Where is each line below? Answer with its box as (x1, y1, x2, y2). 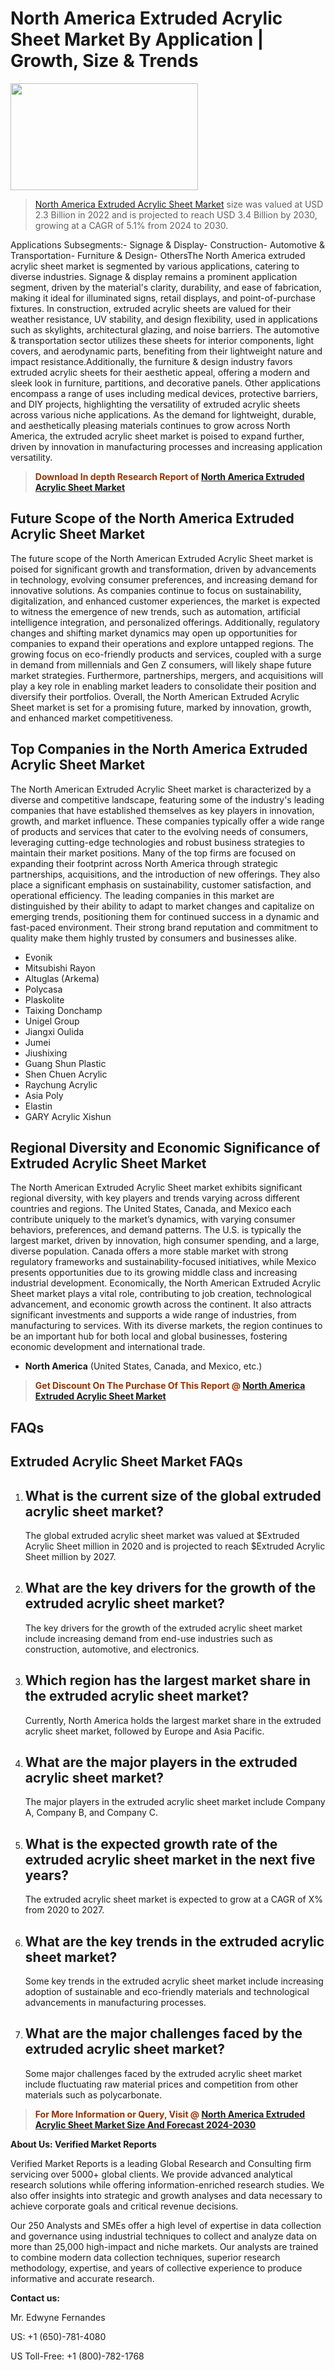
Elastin (24, 1100, 53, 1112)
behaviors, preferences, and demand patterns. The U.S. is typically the (10, 1224, 302, 1236)
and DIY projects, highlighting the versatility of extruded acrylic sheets (10, 398, 301, 410)
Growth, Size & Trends (10, 50, 199, 72)
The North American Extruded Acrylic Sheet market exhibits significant (10, 1182, 303, 1194)
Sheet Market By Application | (10, 28, 265, 51)
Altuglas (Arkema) (24, 972, 100, 984)
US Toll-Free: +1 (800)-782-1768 (10, 2350, 145, 2362)
